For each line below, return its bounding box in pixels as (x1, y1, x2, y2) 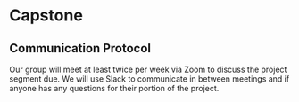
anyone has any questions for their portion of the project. (9, 83, 220, 93)
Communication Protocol (9, 41, 152, 56)
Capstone (9, 5, 83, 26)
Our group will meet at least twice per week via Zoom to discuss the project (9, 64, 287, 75)
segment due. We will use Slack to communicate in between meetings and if (9, 74, 290, 84)
